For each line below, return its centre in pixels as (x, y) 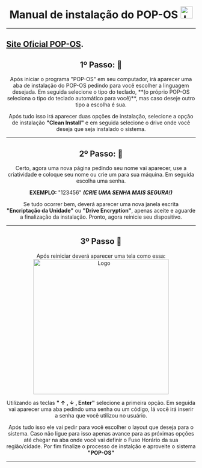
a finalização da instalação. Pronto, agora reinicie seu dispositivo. (101, 217)
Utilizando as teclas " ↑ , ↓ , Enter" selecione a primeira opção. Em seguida (101, 403)
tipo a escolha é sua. (101, 105)
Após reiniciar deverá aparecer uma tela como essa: (101, 256)
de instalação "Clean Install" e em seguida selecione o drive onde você (101, 123)
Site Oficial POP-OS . (45, 44)
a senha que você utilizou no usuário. (101, 415)
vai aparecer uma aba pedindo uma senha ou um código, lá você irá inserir (101, 409)
